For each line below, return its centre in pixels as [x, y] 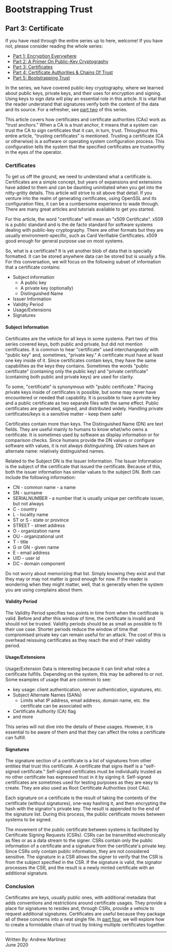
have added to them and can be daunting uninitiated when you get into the [84, 188]
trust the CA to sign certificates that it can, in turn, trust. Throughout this [81, 130]
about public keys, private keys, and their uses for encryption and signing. [83, 93]
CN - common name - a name [44, 487]
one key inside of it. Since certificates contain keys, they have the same [81, 360]
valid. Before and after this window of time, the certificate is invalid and [80, 618]
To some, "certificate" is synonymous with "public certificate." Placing [79, 387]
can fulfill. [16, 737]
